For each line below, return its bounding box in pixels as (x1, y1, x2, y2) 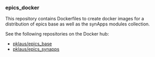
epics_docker (5, 4, 40, 11)
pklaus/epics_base (12, 41, 52, 47)
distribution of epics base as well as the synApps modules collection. (5, 21, 150, 27)
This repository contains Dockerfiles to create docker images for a (5, 16, 144, 22)
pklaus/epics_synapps (12, 46, 59, 52)
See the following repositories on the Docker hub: (5, 31, 109, 37)
